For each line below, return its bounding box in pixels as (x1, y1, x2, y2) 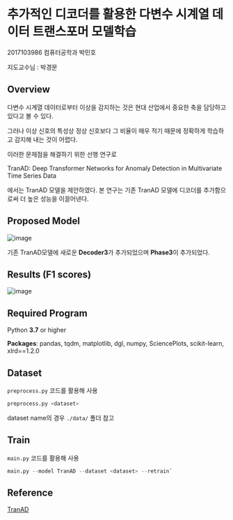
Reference (7, 487, 54, 498)
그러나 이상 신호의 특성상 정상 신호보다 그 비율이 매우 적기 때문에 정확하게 (7, 126, 206, 135)
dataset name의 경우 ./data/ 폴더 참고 (7, 413, 115, 422)
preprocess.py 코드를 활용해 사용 (7, 386, 98, 395)
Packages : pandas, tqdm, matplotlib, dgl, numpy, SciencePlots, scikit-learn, (7, 339, 225, 348)
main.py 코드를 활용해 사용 (7, 454, 79, 462)
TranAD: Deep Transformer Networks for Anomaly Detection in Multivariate (7, 164, 223, 172)
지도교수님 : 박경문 (7, 63, 58, 71)
